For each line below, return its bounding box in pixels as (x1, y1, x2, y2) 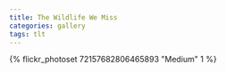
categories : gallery (9, 21, 87, 30)
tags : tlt (9, 29, 46, 38)
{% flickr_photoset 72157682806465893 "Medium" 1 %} (9, 54, 217, 65)
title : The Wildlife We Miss (9, 12, 118, 22)
